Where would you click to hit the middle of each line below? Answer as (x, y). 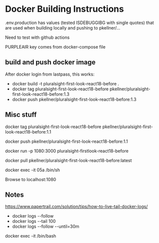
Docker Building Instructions (65, 9)
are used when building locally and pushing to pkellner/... (63, 27)
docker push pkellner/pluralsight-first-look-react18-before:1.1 (67, 141)
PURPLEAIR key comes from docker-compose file (55, 47)
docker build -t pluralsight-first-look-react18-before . (66, 83)
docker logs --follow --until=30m (46, 226)
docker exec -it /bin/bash (31, 236)
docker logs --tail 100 (34, 221)
